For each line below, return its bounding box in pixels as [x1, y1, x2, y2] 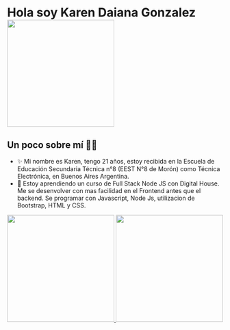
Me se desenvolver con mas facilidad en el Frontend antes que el [16, 187, 201, 194]
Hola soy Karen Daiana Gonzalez [7, 5, 196, 21]
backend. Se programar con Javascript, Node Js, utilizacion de [16, 194, 195, 202]
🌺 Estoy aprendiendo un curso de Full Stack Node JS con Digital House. [16, 179, 220, 188]
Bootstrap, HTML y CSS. [16, 201, 86, 210]
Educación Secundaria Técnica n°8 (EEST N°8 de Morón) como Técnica [16, 165, 220, 173]
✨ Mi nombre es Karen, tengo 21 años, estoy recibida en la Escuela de [16, 157, 215, 165]
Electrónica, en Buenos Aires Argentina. [16, 173, 129, 180]
